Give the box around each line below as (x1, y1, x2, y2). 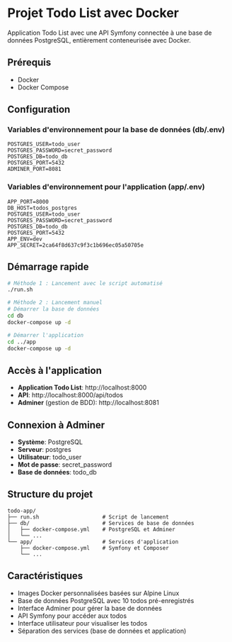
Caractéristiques (7, 570, 83, 582)
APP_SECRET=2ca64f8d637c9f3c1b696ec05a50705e (7, 241, 144, 249)
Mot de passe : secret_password (17, 460, 112, 469)
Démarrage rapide (7, 261, 90, 273)
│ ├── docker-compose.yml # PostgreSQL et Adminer (7, 526, 175, 533)
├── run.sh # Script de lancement (7, 513, 170, 521)
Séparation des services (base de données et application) (17, 626, 187, 635)
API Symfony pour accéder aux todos (17, 611, 127, 620)
